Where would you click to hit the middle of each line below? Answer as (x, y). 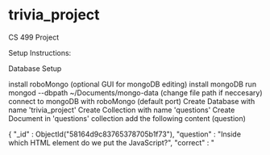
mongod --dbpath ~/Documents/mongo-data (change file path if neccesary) (135, 92)
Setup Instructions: (40, 52)
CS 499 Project (33, 37)
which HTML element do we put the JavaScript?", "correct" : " (112, 142)
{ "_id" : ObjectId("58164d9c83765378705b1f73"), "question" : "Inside (125, 134)
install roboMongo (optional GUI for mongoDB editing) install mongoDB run (132, 84)
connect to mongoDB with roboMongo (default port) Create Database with (132, 101)
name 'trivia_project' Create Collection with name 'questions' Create (122, 110)
